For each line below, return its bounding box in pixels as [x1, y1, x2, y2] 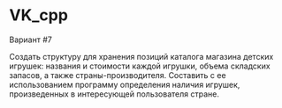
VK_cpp [9, 5, 69, 25]
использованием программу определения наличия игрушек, [9, 79, 240, 90]
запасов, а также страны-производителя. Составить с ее [9, 69, 227, 80]
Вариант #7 [9, 34, 53, 45]
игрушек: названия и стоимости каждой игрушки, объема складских [9, 61, 271, 71]
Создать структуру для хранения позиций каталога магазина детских [9, 51, 274, 61]
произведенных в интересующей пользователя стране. [9, 89, 219, 99]
